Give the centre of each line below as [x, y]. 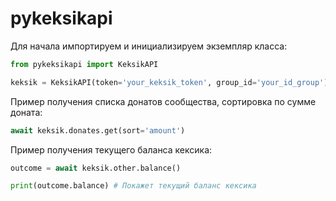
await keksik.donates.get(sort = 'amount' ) [98, 130]
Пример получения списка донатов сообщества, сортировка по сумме [163, 101]
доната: [26, 112]
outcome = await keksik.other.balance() [96, 168]
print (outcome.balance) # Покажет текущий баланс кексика [133, 186]
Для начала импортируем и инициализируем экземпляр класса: [149, 46]
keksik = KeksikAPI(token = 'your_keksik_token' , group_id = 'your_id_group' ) [169, 82]
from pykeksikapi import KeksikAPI [84, 64]
